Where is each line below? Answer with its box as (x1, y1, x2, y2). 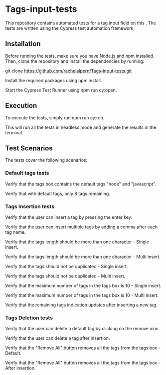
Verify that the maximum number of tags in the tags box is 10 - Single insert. (5, 282, 162, 288)
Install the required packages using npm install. (5, 77, 102, 83)
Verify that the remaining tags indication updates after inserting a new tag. (5, 302, 158, 308)
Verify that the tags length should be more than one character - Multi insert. (5, 254, 161, 260)
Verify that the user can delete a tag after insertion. (5, 335, 110, 341)
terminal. (5, 129, 23, 135)
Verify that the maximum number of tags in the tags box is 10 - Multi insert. (5, 292, 159, 298)
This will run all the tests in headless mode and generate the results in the (5, 124, 157, 130)
